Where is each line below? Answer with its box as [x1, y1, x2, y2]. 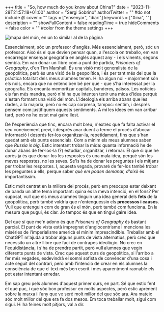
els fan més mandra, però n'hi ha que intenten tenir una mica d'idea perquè [5, 91, 158, 97]
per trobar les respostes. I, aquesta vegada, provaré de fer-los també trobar [5, 163, 159, 169]
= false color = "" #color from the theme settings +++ [5, 25, 113, 31]
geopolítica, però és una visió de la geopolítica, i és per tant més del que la [5, 70, 156, 76]
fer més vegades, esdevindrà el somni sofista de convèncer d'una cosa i [5, 255, 152, 261]
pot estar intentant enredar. [5, 271, 60, 277]
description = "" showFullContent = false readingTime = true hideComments [5, 20, 159, 26]
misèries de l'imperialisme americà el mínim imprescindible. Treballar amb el [5, 229, 160, 235]
